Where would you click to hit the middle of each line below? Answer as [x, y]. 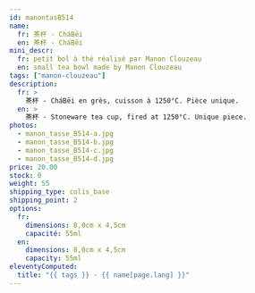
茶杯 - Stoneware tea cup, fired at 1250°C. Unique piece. [136, 117]
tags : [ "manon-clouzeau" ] [57, 76]
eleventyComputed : [43, 267]
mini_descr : [31, 51]
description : [34, 84]
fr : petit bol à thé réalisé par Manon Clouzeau [110, 59]
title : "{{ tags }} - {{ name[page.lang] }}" [104, 275]
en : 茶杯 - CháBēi [50, 42]
